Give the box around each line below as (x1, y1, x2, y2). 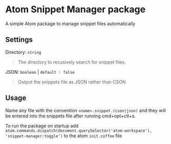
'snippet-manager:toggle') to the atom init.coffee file (5, 132, 122, 139)
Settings (5, 35, 33, 44)
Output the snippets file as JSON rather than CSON (17, 78, 126, 85)
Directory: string (5, 49, 41, 55)
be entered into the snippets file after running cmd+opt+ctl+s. (5, 113, 136, 119)
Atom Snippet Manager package (5, 4, 146, 15)
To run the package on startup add (5, 122, 79, 129)
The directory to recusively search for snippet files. (17, 59, 126, 65)
